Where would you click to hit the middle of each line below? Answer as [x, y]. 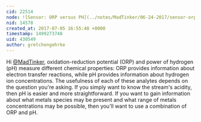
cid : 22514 [20, 12]
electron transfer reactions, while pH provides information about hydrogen [98, 74]
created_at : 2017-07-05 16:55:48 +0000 [56, 28]
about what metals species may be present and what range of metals [91, 99]
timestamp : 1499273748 [34, 34]
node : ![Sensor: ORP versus [41, 17]
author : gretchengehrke [36, 45]
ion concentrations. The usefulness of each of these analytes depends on [97, 80]
